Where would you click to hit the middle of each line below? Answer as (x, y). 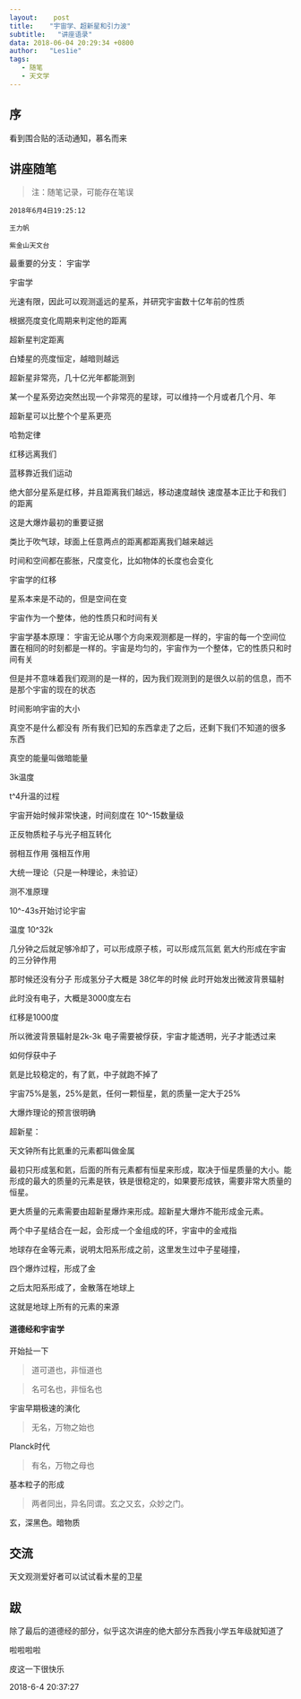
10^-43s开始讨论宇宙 (48, 911)
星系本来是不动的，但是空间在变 (68, 599)
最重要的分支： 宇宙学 (50, 263)
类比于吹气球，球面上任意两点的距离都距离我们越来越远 (111, 542)
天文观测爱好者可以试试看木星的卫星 (76, 1577)
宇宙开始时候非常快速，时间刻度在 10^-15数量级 (97, 815)
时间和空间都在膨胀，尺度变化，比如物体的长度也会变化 (111, 561)
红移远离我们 (33, 454)
